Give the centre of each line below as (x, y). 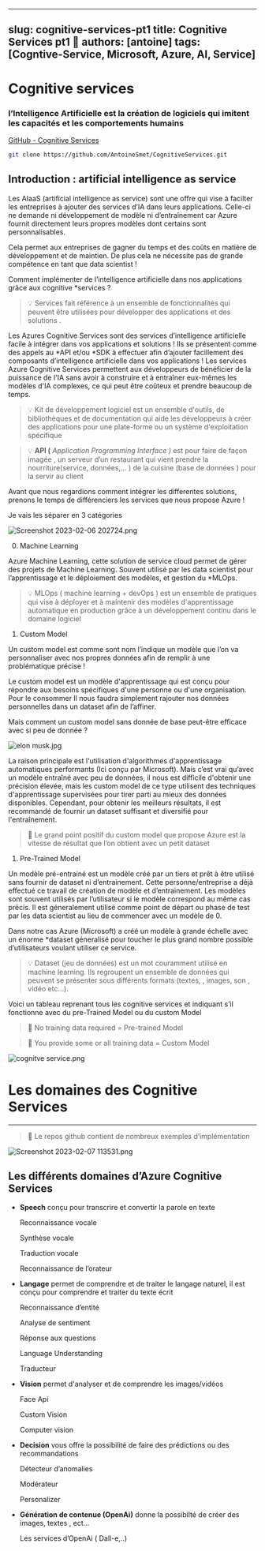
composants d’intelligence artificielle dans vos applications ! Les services (127, 361)
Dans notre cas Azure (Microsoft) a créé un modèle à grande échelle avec (128, 931)
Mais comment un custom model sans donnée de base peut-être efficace (127, 721)
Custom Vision (43, 1414)
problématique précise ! (47, 666)
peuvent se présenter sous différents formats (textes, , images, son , (138, 980)
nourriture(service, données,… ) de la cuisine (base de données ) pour (142, 467)
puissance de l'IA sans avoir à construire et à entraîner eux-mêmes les (123, 377)
